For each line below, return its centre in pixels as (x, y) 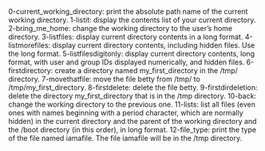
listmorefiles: (30, 45)
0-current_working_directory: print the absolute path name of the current (128, 12)
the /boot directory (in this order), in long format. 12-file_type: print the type (132, 130)
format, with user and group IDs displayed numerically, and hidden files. (127, 62)
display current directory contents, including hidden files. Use (154, 45)
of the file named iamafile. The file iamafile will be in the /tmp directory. (125, 138)
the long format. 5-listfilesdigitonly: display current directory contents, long (132, 54)
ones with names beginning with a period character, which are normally (126, 113)
